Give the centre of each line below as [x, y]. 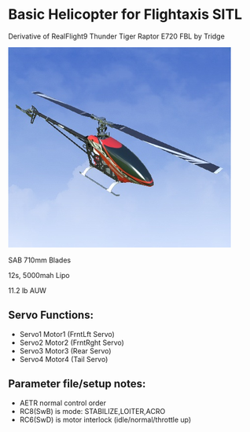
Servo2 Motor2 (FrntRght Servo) [72, 342]
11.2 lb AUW [28, 290]
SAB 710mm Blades [40, 260]
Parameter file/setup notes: [77, 384]
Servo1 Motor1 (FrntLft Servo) [67, 334]
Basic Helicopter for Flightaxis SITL [125, 15]
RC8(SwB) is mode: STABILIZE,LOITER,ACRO [92, 411]
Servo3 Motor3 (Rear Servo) [65, 350]
